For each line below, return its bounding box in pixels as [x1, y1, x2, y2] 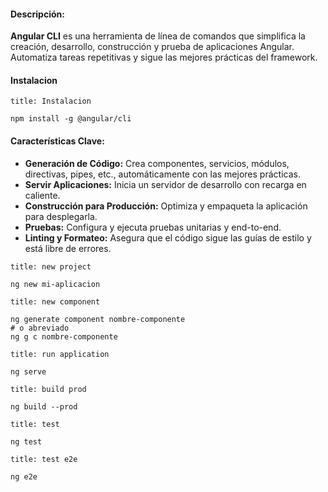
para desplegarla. [24, 210, 98, 222]
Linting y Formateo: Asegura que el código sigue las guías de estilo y [24, 231, 312, 244]
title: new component [10, 296, 101, 307]
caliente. [24, 189, 61, 201]
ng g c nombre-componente [10, 331, 118, 342]
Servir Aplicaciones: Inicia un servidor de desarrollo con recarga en [24, 178, 307, 190]
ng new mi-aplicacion [10, 279, 101, 289]
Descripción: [10, 8, 65, 20]
